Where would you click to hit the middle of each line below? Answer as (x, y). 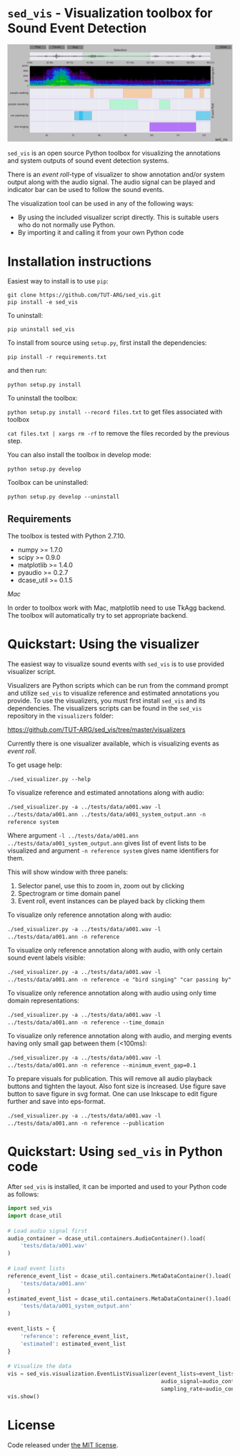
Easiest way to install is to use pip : (58, 281)
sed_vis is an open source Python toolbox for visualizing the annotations (114, 153)
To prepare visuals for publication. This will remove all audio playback (110, 1079)
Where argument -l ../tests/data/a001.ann (73, 835)
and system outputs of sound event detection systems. (88, 161)
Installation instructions (80, 261)
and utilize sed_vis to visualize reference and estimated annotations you (113, 693)
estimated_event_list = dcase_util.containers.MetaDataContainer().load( (120, 1299)
